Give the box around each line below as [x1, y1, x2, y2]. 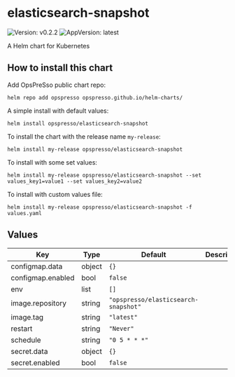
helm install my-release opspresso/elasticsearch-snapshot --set [7, 172, 201, 179]
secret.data [10, 346, 48, 356]
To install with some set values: [7, 158, 98, 166]
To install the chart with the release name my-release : [7, 132, 161, 141]
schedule [10, 335, 41, 345]
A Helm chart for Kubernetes [7, 41, 90, 50]
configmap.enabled [10, 273, 75, 282]
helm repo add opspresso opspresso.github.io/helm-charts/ [7, 94, 183, 101]
